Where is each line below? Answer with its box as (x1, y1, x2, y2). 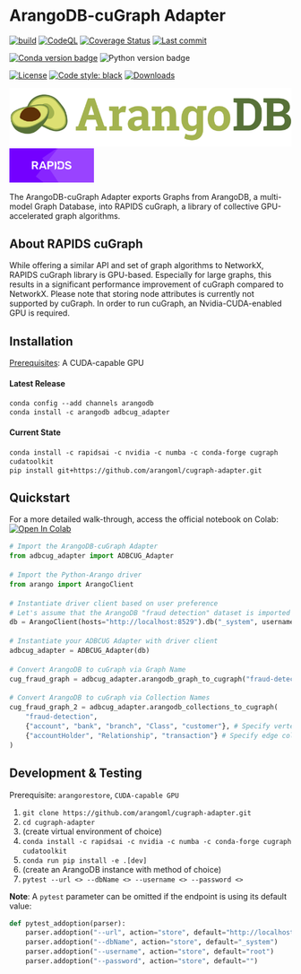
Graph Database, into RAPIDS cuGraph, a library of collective (34, 201, 260, 212)
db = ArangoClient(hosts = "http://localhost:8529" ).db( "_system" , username (9, 618, 295, 627)
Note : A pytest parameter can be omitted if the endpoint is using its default (9, 891, 287, 901)
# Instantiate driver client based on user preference (9, 598, 219, 608)
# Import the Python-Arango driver (9, 570, 142, 579)
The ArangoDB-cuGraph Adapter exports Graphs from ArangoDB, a (9, 191, 258, 202)
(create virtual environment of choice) (21, 826, 163, 837)
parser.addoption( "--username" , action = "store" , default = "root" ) (25, 947, 275, 956)
